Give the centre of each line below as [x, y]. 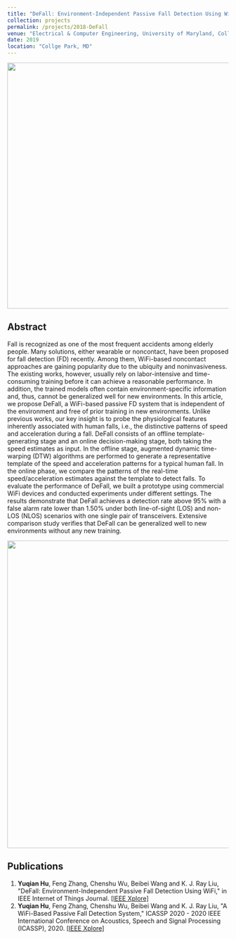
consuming [24, 381]
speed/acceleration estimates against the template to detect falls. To [106, 478]
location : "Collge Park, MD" [50, 46]
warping [19, 456]
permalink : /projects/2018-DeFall [58, 27]
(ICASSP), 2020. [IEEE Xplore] [61, 928]
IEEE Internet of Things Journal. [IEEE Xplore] [83, 898]
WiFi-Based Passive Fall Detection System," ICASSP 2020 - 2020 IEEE [119, 913]
